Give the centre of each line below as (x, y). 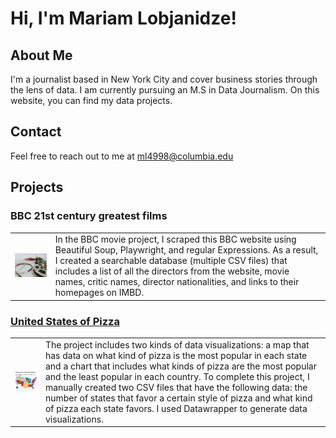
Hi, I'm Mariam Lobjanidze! (123, 18)
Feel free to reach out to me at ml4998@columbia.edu (122, 156)
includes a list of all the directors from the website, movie (172, 271)
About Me (41, 55)
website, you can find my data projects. (91, 100)
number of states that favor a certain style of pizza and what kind (178, 398)
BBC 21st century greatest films (89, 216)
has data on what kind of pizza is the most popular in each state (176, 355)
